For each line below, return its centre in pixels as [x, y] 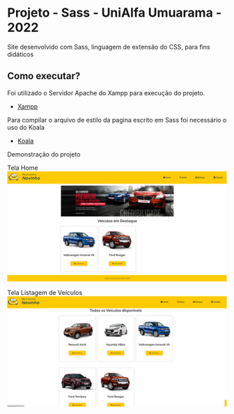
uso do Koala [26, 127]
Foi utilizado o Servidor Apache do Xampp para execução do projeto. [106, 93]
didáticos [21, 54]
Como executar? [44, 76]
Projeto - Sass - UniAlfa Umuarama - [115, 13]
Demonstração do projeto [44, 154]
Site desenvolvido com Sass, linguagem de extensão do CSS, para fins [109, 47]
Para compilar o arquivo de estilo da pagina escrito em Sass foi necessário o [117, 120]
